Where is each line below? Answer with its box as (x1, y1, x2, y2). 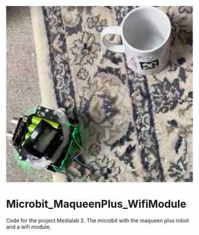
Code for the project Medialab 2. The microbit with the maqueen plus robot (6, 217, 190, 224)
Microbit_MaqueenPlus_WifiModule (6, 197, 187, 211)
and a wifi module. (6, 223, 52, 230)
